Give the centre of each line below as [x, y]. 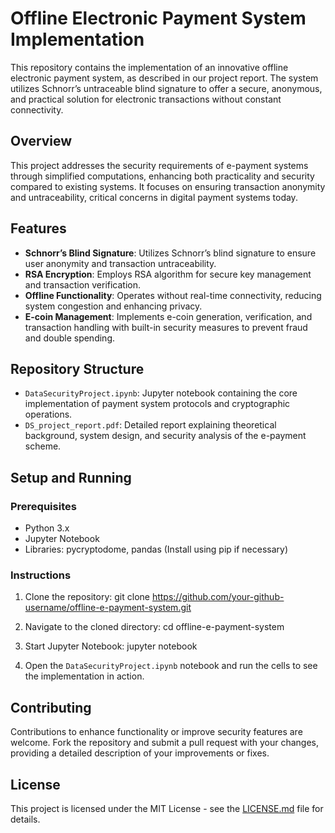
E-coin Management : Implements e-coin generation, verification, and [168, 316]
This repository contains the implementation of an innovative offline [149, 67]
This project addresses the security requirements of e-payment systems [159, 165]
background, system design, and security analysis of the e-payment [165, 436]
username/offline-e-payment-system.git [108, 608]
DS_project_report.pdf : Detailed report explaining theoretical [150, 425]
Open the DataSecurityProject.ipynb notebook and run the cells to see [171, 666]
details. [25, 819]
